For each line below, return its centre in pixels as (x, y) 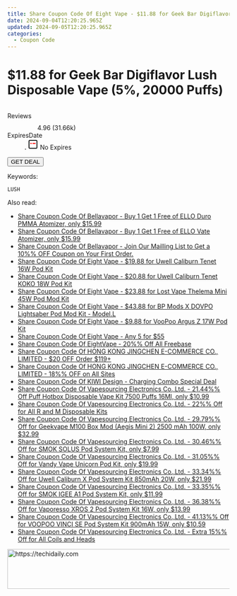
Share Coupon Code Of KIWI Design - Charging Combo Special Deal (117, 382)
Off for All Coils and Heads (56, 539)
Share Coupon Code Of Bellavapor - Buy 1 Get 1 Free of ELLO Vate (114, 231)
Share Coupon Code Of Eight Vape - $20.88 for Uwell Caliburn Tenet (117, 276)
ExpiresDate (25, 136)
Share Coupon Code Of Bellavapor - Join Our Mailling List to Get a (114, 246)
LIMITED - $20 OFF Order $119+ (64, 359)
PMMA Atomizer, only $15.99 (60, 224)
